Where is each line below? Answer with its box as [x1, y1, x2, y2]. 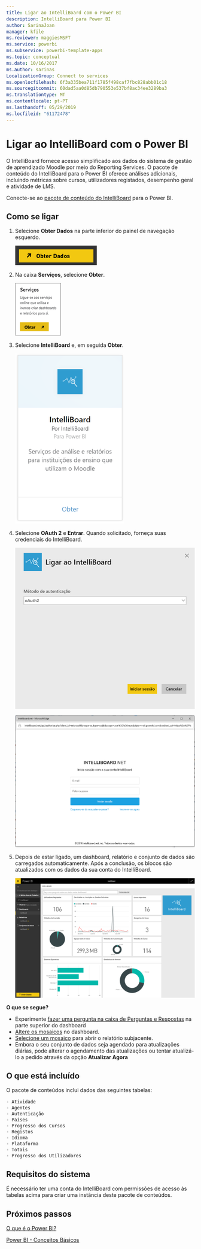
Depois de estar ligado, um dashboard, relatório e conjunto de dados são [14, 853, 195, 860]
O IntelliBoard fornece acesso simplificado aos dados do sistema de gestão [6, 157, 193, 164]
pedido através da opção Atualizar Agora [25, 1053, 129, 1060]
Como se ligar [6, 211, 59, 222]
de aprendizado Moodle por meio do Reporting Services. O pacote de [6, 164, 178, 171]
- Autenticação [6, 1111, 44, 1117]
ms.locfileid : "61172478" [6, 111, 71, 117]
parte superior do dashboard [14, 1021, 86, 1029]
